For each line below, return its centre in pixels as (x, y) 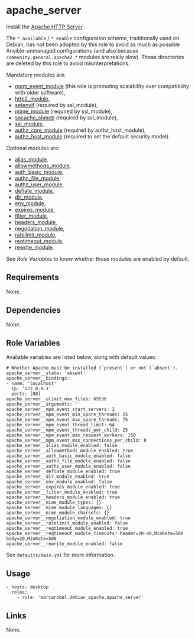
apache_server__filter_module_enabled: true (62, 492)
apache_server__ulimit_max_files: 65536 (57, 399)
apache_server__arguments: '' (43, 404)
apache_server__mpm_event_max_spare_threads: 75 (67, 420)
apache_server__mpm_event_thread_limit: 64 (61, 425)
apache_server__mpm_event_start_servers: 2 (61, 409)
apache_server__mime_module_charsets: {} (58, 513)
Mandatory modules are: (36, 75)
